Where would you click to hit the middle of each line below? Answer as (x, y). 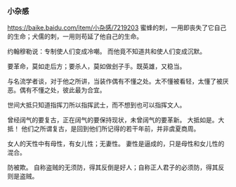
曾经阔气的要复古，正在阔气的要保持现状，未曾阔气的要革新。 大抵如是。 (113, 120)
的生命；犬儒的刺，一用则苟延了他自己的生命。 (75, 37)
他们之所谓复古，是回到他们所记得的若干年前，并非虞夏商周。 (110, 129)
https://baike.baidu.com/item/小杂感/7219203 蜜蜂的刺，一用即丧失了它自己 (117, 28)
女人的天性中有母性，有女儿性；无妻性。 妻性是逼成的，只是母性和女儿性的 (116, 144)
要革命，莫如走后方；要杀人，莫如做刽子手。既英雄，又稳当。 (97, 66)
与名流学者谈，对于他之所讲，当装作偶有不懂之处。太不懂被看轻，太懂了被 (115, 82)
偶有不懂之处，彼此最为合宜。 (63, 90)
